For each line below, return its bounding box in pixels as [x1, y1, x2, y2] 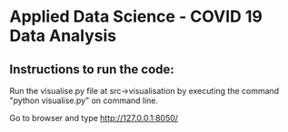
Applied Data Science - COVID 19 [9, 6, 263, 27]
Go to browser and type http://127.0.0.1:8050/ [9, 113, 179, 123]
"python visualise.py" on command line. [9, 95, 159, 106]
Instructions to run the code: [9, 61, 174, 77]
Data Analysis [9, 25, 117, 46]
